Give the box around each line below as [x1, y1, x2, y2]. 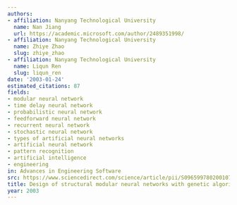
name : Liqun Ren [13, 63, 61, 70]
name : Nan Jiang [13, 23, 61, 30]
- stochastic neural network [7, 128, 93, 135]
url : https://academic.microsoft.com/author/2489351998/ [13, 30, 185, 37]
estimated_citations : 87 [7, 82, 80, 89]
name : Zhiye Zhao [13, 43, 65, 50]
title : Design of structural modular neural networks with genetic [7, 180, 210, 187]
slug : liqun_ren [13, 69, 61, 76]
